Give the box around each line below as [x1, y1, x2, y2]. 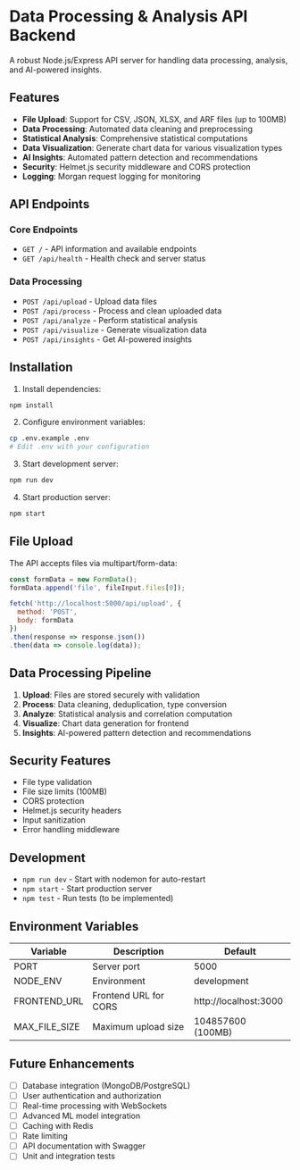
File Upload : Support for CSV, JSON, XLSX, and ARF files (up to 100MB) [21, 113, 287, 124]
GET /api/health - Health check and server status [21, 253, 206, 264]
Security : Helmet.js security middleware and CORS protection [21, 161, 251, 171]
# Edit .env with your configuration [9, 442, 150, 452]
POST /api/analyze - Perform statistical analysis [21, 314, 198, 325]
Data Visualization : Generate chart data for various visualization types [21, 142, 283, 153]
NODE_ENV [13, 974, 62, 987]
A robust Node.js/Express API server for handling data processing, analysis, [9, 54, 288, 65]
